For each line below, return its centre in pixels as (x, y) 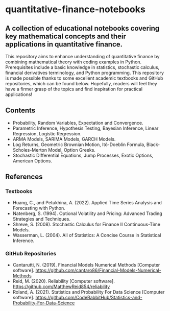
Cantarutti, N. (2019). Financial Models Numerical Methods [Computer (86, 265)
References (24, 177)
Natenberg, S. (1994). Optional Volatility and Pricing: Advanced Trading (87, 213)
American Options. (32, 161)
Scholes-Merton (30, 150)
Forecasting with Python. (39, 208)
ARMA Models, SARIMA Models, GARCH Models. (64, 139)
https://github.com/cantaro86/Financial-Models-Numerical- (99, 270)
